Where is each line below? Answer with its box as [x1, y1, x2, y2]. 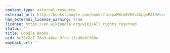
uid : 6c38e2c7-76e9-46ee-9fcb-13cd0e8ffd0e [5, 36, 99, 41]
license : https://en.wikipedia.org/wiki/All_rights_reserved [5, 21, 137, 27]
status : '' [5, 26, 28, 31]
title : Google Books [5, 31, 49, 36]
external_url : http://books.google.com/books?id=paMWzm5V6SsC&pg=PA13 [5, 12, 157, 17]
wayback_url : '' [5, 40, 39, 45]
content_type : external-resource [5, 7, 76, 13]
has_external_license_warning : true [5, 17, 82, 22]
